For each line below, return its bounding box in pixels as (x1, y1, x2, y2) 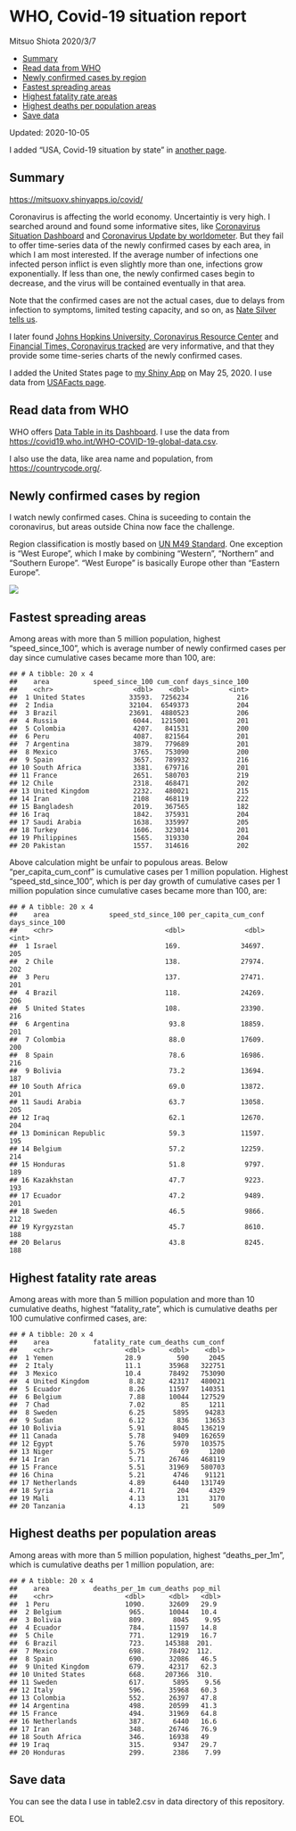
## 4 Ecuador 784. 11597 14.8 (9, 1623, 218, 1632)
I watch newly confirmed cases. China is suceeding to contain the (9, 512, 251, 523)
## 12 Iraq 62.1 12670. (9, 1113, 266, 1123)
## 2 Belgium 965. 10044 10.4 (9, 1607, 218, 1616)
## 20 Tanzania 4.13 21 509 (9, 1502, 226, 1511)
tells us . (9, 314, 38, 325)
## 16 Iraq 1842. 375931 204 (9, 810, 250, 820)
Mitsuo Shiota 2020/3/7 (9, 36, 96, 46)
